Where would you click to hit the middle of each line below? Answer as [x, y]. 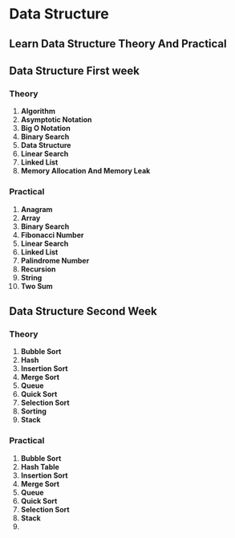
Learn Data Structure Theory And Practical [118, 44]
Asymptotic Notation [56, 120]
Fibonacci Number [52, 234]
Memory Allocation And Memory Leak [85, 171]
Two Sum [36, 286]
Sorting [34, 411]
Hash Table [40, 467]
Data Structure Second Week [83, 311]
